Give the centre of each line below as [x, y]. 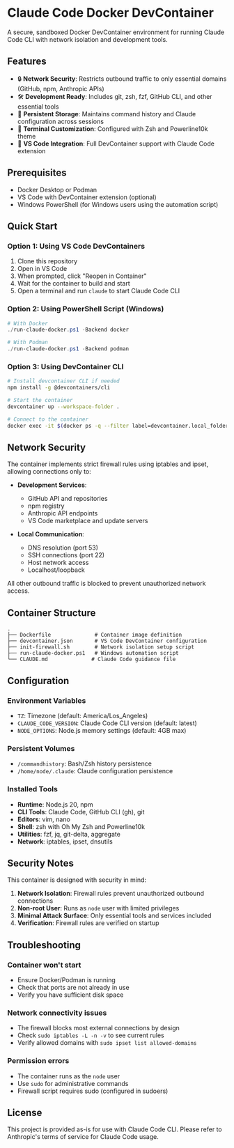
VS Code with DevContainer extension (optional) [87, 197]
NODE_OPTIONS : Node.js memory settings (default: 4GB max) [102, 730]
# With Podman [28, 343]
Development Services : [52, 485]
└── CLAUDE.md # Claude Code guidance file [92, 660]
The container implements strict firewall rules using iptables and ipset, [108, 464]
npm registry [46, 506]
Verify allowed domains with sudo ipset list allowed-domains [107, 1043]
